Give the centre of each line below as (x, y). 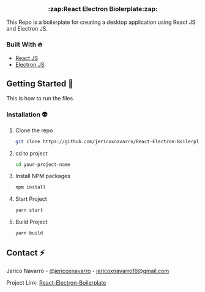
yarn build (29, 233)
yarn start (29, 210)
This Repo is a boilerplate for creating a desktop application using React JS (101, 22)
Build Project (31, 222)
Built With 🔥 (24, 45)
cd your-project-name (43, 164)
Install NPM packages (43, 176)
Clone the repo (34, 130)
